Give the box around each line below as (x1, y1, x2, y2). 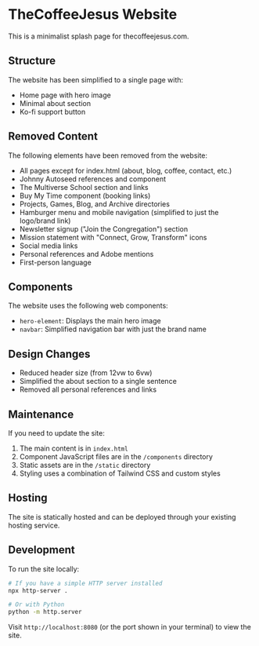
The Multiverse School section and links (19, 182, 149, 192)
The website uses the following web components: (8, 301, 168, 311)
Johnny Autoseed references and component (19, 174, 167, 184)
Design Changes (8, 347, 91, 360)
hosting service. (8, 520, 60, 530)
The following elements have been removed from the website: (8, 151, 208, 160)
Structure (8, 54, 56, 68)
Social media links (19, 241, 78, 250)
